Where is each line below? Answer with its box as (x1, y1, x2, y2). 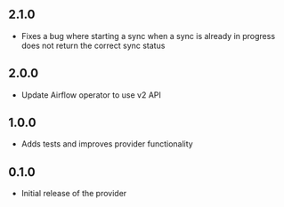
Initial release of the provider (20, 188, 127, 199)
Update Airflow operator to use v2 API (20, 89, 162, 100)
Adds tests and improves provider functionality (20, 139, 193, 149)
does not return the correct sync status (20, 40, 166, 51)
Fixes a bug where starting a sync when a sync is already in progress (20, 30, 276, 41)
